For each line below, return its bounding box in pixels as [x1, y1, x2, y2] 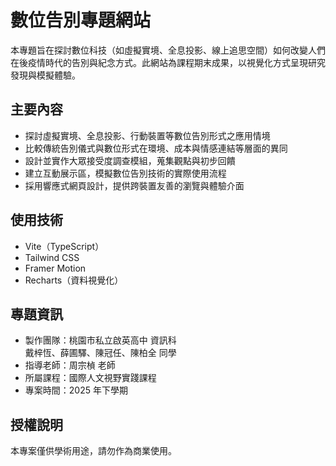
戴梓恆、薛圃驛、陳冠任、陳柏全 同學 [24, 347, 177, 359]
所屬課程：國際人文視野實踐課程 [24, 372, 157, 384]
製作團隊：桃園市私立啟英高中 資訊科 [24, 334, 177, 346]
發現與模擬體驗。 [10, 69, 81, 81]
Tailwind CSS [24, 251, 80, 263]
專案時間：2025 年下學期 [24, 384, 128, 396]
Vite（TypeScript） [24, 240, 105, 252]
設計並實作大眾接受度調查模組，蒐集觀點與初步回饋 [24, 154, 236, 166]
